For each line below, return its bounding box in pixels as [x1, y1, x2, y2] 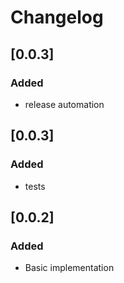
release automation [24, 98, 105, 110]
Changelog [10, 6, 104, 29]
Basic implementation [24, 262, 115, 274]
